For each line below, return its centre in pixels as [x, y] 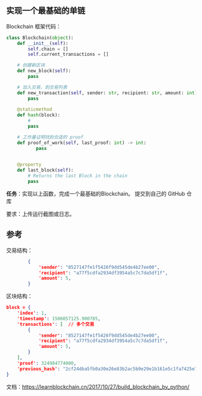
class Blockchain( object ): [40, 38]
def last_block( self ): [45, 170]
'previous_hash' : [39, 369]
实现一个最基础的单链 [46, 11]
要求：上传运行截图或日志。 [41, 214]
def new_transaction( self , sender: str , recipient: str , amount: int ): [109, 93]
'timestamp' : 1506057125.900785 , [59, 319]
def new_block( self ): [44, 71]
